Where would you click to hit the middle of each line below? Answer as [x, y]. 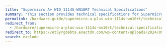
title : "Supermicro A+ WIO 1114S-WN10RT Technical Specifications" [77, 10]
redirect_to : [19, 32]
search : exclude [22, 37]
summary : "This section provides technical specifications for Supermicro [84, 14]
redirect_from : [21, 23]
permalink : [16, 19]
